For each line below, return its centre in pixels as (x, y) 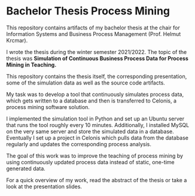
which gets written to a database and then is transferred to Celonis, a (92, 101)
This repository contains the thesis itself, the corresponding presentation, (97, 76)
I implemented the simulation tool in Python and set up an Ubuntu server (95, 119)
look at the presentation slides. (44, 186)
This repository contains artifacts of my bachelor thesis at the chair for (93, 28)
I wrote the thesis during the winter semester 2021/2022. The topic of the (97, 52)
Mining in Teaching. (31, 65)
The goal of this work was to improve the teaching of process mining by (95, 156)
